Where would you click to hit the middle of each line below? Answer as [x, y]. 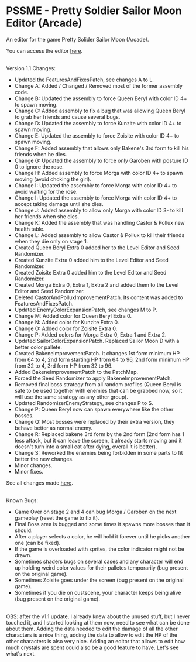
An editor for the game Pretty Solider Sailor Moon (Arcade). [78, 39]
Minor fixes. [29, 471]
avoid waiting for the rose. [46, 191]
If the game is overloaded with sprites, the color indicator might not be [99, 549]
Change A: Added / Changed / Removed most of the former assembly [98, 85]
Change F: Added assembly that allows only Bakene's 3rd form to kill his [102, 148]
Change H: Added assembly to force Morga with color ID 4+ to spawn [99, 173]
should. [24, 530]
